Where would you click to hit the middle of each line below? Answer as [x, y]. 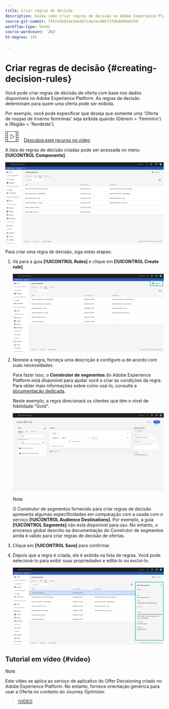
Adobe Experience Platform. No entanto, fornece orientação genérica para [82, 686]
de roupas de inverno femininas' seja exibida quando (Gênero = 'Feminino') [83, 119]
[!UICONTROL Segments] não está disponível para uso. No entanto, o [85, 525]
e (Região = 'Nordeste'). [30, 124]
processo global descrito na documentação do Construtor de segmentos [88, 530]
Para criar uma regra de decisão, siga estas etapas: [59, 252]
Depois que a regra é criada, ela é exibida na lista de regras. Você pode [87, 555]
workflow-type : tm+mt [28, 27]
